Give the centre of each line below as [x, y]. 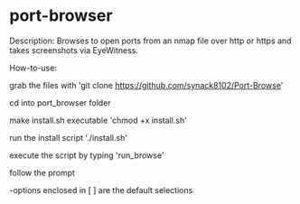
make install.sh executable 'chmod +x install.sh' [98, 120]
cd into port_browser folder [60, 102]
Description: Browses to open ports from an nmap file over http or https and [150, 41]
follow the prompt [42, 172]
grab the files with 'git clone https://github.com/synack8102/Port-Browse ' [146, 85]
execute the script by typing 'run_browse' [87, 155]
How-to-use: [33, 68]
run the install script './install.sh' [69, 137]
